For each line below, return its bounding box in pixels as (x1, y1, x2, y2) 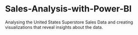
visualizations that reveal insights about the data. (5, 24, 103, 30)
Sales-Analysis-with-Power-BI (5, 3, 132, 14)
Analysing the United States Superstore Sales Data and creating (5, 19, 133, 25)
